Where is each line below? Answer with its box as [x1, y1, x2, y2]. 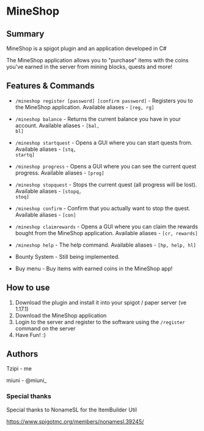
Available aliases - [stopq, [15, 187, 82, 195]
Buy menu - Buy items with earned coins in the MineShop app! [15, 264, 173, 272]
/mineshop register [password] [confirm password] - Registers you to [15, 96, 194, 104]
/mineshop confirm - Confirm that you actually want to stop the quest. [15, 205, 191, 212]
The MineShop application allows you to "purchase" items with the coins [6, 57, 189, 63]
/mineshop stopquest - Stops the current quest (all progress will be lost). [15, 181, 197, 188]
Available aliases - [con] [15, 211, 76, 218]
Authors [6, 349, 38, 360]
